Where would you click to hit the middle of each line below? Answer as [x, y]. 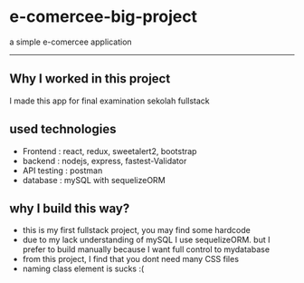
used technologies [63, 129]
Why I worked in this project [90, 79]
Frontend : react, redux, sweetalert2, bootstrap [109, 151]
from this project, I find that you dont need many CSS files [131, 259]
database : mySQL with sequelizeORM [94, 180]
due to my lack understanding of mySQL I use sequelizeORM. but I [146, 240]
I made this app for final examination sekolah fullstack [109, 101]
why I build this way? [70, 208]
